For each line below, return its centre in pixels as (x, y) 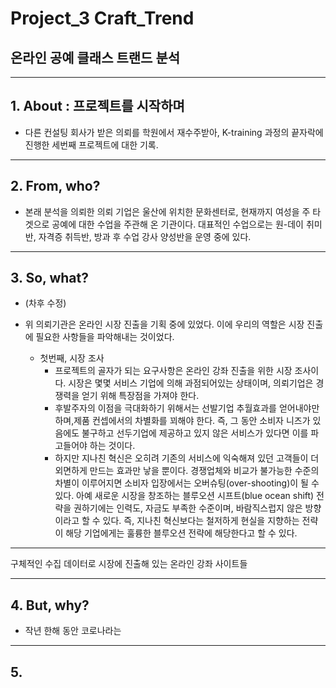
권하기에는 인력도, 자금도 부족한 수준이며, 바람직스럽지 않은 (188, 508)
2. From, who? (55, 186)
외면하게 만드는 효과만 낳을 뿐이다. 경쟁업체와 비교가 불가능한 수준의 (187, 471)
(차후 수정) (45, 303)
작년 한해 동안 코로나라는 (73, 631)
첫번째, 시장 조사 (72, 358)
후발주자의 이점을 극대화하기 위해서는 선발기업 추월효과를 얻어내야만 (187, 408)
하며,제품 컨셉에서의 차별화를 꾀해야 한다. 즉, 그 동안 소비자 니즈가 (182, 421)
